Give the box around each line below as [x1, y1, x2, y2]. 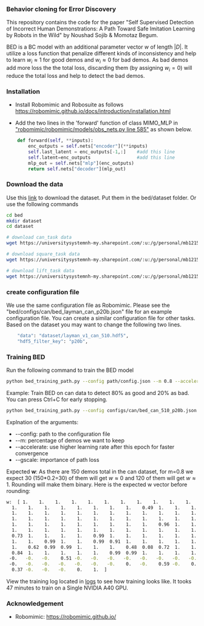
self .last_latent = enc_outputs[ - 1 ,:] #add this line [28, 148, 175, 155]
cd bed [6, 212, 23, 218]
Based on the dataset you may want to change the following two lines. [6, 321, 182, 328]
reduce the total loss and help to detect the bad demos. [6, 72, 145, 79]
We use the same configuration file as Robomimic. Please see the [6, 301, 170, 309]
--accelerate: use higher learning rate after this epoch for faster [15, 443, 175, 450]
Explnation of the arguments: [6, 418, 79, 425]
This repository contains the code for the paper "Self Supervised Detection [6, 19, 194, 26]
